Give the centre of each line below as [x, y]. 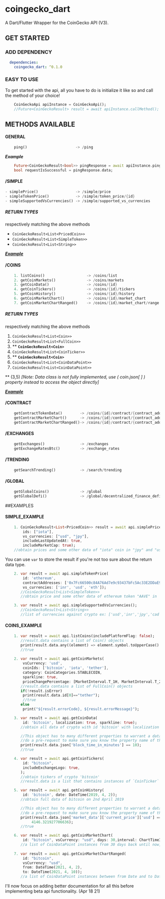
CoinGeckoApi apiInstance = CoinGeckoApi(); [60, 104]
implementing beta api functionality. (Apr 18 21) [53, 891]
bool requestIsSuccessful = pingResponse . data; [63, 170]
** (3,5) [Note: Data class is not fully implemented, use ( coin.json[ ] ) [75, 377]
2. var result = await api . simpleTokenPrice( [61, 574]
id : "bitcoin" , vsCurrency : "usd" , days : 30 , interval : [80, 840]
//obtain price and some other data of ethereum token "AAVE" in [89, 596]
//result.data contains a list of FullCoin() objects [77, 686]
